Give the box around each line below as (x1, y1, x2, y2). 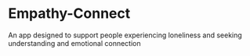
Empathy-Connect (8, 5, 131, 23)
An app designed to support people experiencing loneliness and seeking (8, 30, 243, 40)
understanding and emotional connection (8, 38, 141, 47)
